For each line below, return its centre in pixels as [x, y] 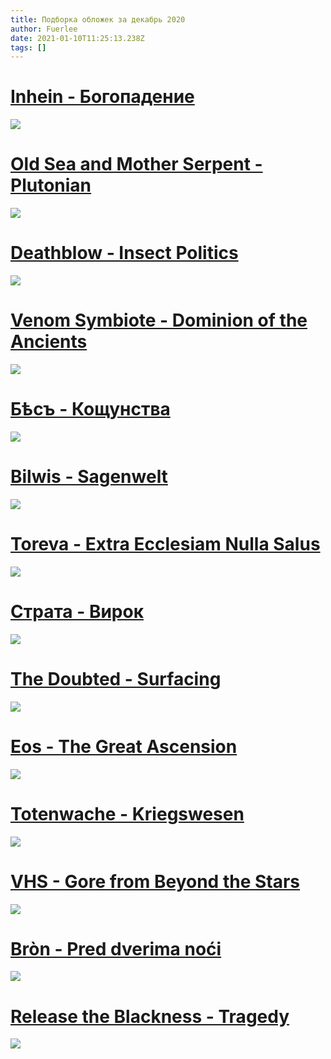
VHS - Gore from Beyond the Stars [155, 881]
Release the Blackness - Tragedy [150, 1016]
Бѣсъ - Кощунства [90, 409]
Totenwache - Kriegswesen [127, 813]
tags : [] [28, 47]
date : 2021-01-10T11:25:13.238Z [77, 38]
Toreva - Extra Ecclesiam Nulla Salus [165, 544]
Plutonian [51, 185]
